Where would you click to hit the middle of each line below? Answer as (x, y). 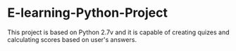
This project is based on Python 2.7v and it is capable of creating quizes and (118, 32)
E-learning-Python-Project (87, 13)
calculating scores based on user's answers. (72, 39)
